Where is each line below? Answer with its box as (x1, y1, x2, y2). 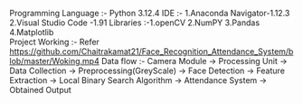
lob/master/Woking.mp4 (9, 56, 99, 66)
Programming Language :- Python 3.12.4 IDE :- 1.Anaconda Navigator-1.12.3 (9, 8, 290, 18)
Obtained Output (9, 85, 72, 95)
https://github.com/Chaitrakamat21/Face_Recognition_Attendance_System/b (9, 46, 294, 57)
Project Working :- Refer (9, 36, 99, 47)
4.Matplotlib (9, 27, 54, 37)
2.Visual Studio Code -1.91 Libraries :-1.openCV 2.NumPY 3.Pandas (9, 17, 260, 28)
